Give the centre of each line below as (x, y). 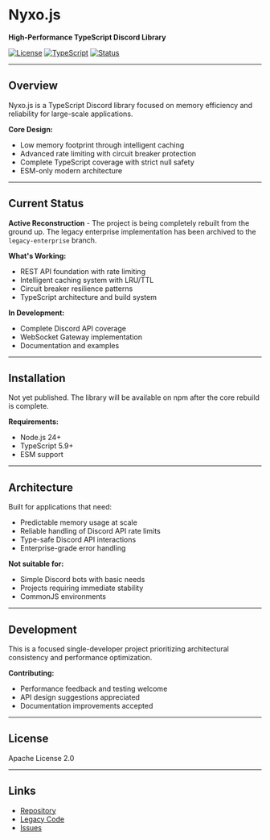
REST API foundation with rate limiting (83, 271)
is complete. (29, 406)
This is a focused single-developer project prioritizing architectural (119, 649)
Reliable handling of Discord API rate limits (90, 531)
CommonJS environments (63, 597)
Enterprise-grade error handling (73, 548)
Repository (38, 810)
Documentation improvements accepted (86, 706)
